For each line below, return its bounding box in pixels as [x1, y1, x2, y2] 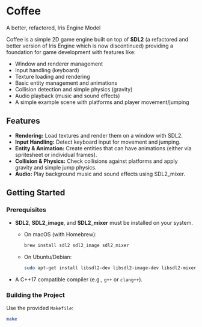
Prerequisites [6, 206, 46, 214]
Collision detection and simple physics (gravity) [14, 85, 133, 93]
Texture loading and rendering [14, 73, 90, 80]
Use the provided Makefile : [6, 305, 74, 312]
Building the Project [6, 291, 65, 299]
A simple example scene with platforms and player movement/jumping [14, 98, 189, 106]
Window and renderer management [14, 60, 103, 67]
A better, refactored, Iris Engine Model [6, 24, 101, 31]
